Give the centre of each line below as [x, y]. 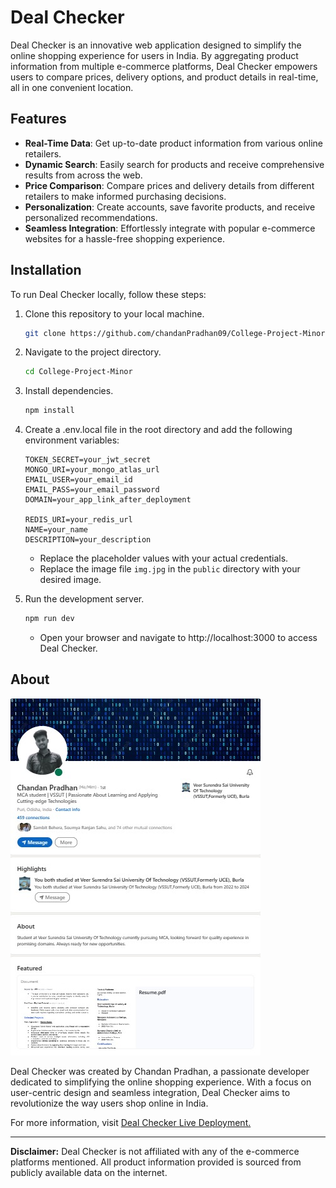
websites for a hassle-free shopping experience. [125, 238]
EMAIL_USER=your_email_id [78, 480]
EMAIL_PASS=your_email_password [92, 490]
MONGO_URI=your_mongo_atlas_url [92, 470]
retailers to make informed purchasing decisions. [125, 196]
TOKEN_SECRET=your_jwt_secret [88, 460]
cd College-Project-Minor [78, 372]
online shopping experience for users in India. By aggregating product [154, 55]
